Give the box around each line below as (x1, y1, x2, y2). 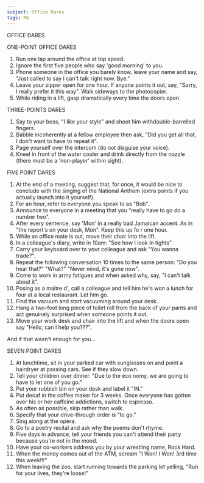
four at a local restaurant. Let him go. (15, 291, 109, 298)
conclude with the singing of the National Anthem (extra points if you (15, 187, 189, 194)
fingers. (15, 124, 36, 131)
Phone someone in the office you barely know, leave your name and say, (15, 68, 198, 75)
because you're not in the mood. (15, 437, 98, 444)
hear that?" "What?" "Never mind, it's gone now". (15, 265, 139, 272)
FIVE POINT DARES (7, 169, 55, 176)
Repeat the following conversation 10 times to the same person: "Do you (15, 258, 197, 266)
